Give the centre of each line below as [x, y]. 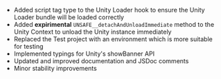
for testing [28, 46]
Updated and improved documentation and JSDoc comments [101, 61]
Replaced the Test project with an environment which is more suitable [113, 39]
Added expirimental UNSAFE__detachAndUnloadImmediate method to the [114, 24]
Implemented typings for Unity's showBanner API [84, 54]
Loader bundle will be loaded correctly [69, 17]
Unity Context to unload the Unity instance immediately [92, 32]
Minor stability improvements [55, 68]
